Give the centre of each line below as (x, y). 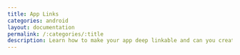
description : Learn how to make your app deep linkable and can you (111, 41)
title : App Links (33, 14)
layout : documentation (41, 27)
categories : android (38, 21)
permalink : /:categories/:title (55, 34)
